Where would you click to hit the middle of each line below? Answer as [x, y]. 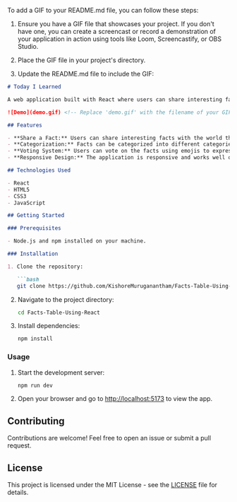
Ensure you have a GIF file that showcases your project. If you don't [116, 24]
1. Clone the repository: [45, 267]
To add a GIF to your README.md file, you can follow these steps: [103, 10]
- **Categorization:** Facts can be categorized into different [104, 144]
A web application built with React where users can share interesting [115, 99]
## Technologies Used [39, 170]
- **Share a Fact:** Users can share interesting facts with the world [115, 138]
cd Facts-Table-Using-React [59, 313]
